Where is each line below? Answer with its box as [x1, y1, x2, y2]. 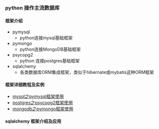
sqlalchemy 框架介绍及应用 [5, 118, 61, 124]
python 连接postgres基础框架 [19, 58, 80, 64]
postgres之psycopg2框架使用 [12, 100, 73, 106]
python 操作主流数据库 [5, 4, 60, 11]
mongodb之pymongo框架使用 [12, 106, 74, 112]
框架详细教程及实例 [5, 81, 45, 87]
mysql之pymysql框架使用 [12, 93, 64, 100]
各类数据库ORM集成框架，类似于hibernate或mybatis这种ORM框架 [19, 69, 154, 75]
